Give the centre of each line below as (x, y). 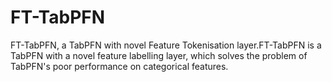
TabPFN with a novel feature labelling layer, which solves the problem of (159, 55)
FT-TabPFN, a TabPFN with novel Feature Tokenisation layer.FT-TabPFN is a (166, 45)
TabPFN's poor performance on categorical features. (119, 66)
